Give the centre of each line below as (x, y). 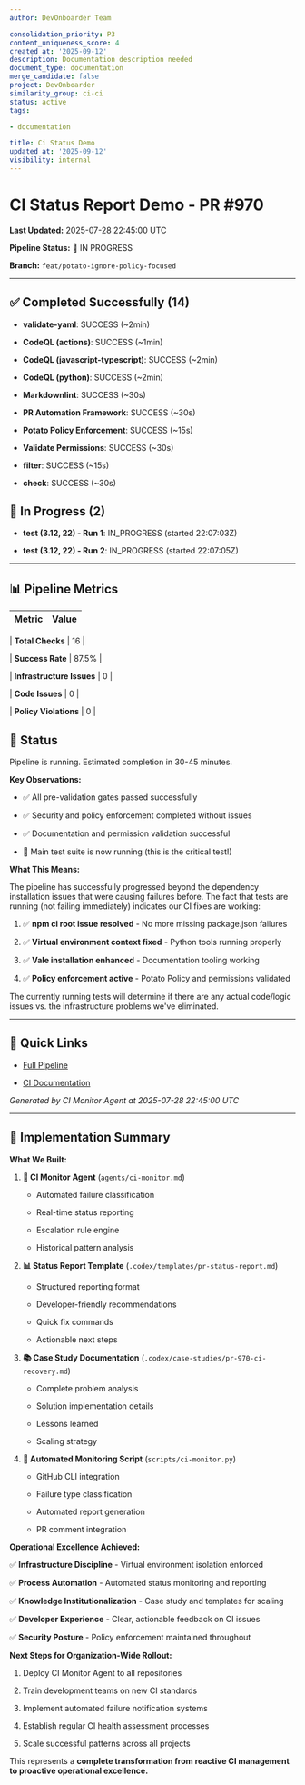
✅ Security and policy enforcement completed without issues (137, 815)
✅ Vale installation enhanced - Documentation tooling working (141, 961)
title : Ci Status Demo (52, 143)
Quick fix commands (74, 1321)
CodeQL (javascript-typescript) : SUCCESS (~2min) (120, 359)
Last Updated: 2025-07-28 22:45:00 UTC (88, 230)
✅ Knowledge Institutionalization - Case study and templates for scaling (147, 1601)
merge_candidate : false (54, 77)
